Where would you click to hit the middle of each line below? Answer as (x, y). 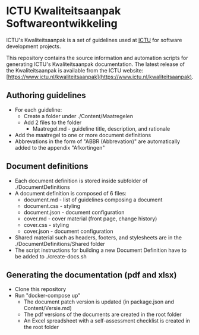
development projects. (34, 46)
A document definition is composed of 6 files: (70, 193)
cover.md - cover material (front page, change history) (90, 219)
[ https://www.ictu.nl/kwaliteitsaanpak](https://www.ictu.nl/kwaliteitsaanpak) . (100, 77)
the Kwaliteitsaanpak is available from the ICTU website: (75, 70)
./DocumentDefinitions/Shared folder (60, 244)
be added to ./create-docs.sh (51, 256)
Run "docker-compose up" (48, 296)
